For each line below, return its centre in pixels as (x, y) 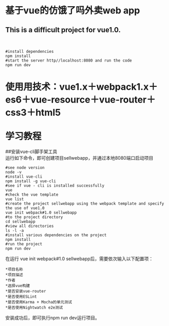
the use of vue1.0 (25, 208)
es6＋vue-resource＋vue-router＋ (80, 100)
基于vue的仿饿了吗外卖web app (73, 11)
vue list (15, 199)
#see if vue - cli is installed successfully (55, 185)
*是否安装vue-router (26, 291)
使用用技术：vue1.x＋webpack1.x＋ (81, 87)
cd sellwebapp (21, 221)
